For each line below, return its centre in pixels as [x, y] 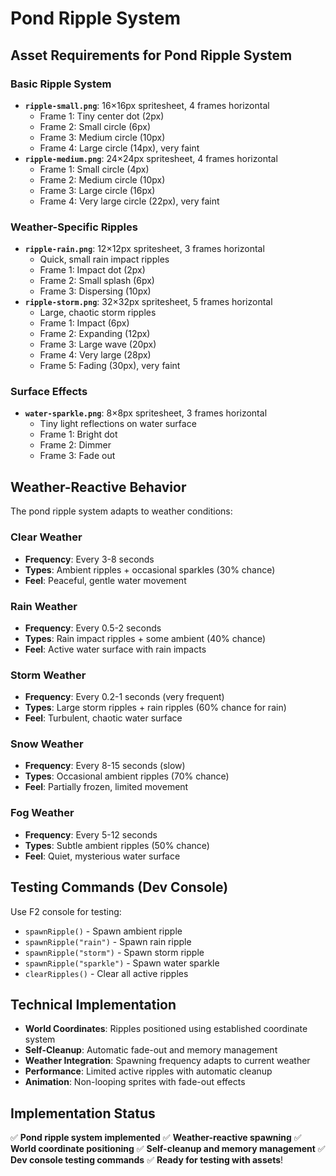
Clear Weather [46, 537]
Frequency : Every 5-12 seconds [91, 834]
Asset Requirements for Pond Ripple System [151, 55]
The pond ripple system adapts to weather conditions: [121, 511]
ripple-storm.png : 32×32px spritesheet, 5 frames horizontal [148, 302]
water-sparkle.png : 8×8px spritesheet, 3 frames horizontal [146, 413]
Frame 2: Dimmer [75, 445]
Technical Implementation [93, 1004]
